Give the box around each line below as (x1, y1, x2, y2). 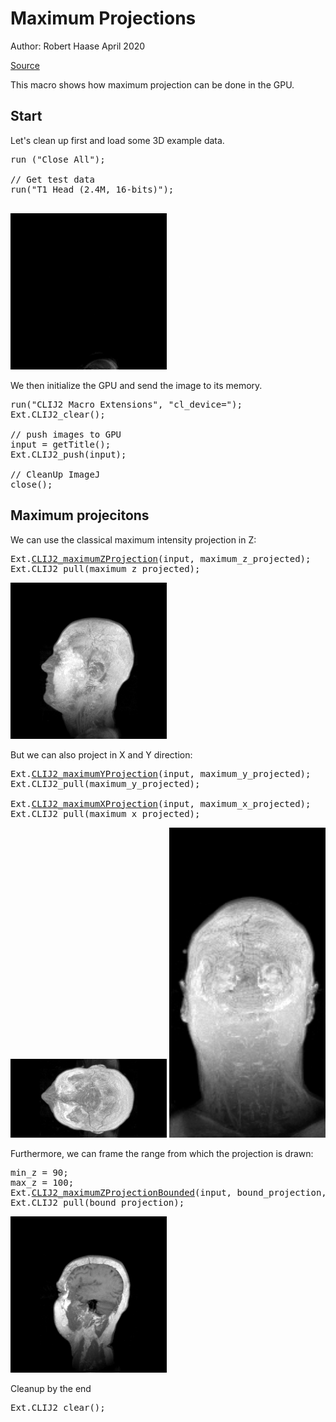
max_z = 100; (10, 1177, 75, 1188)
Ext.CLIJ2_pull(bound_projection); (10, 1197, 185, 1208)
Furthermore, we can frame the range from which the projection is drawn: (10, 1147, 314, 1159)
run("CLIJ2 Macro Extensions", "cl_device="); (10, 398, 243, 410)
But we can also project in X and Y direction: (10, 748, 193, 761)
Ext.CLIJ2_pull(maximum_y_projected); (10, 778, 201, 789)
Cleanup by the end (10, 1382, 92, 1394)
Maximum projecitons (10, 507, 150, 524)
